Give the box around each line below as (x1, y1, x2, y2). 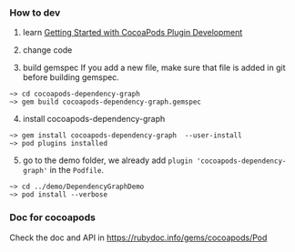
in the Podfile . (49, 165, 105, 176)
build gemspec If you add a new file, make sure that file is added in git (22, 62, 286, 74)
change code (22, 45, 73, 55)
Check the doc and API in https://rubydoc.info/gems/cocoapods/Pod (9, 232, 268, 243)
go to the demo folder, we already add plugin (22, 155, 193, 166)
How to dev (9, 6, 61, 19)
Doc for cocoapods (9, 211, 96, 224)
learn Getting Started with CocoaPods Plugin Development (22, 27, 243, 38)
